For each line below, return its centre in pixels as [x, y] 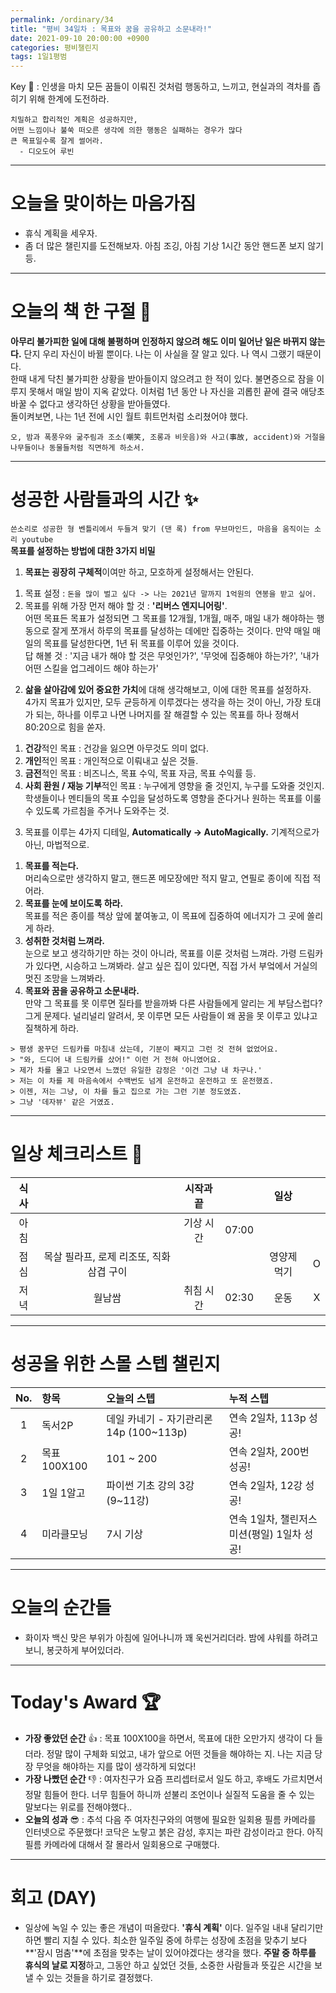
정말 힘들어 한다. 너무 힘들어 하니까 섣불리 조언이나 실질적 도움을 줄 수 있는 [170, 1794]
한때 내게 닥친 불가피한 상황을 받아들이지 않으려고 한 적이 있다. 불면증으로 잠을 [162, 379]
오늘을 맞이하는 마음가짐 [103, 203]
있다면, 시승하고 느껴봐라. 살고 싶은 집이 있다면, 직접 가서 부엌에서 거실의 [176, 965]
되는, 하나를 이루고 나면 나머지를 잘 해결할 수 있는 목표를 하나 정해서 [167, 714]
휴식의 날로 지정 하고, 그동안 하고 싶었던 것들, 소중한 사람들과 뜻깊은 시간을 [168, 1965]
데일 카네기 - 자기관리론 [159, 1419]
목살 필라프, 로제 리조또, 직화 [107, 1256]
